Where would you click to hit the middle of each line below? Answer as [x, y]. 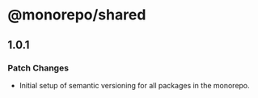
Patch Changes [38, 68]
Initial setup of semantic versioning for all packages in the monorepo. [134, 85]
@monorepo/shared [77, 15]
